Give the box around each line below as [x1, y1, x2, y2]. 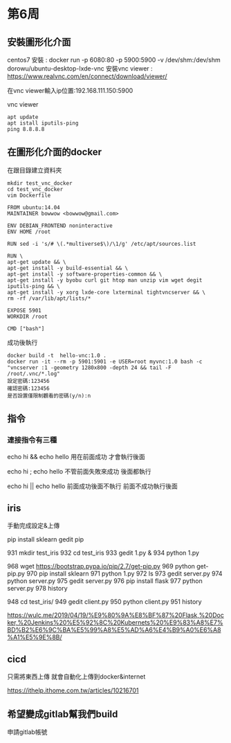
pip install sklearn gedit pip [7, 535, 84, 544]
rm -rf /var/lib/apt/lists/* [7, 295, 91, 302]
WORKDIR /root [7, 313, 48, 320]
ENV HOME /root [7, 228, 51, 235]
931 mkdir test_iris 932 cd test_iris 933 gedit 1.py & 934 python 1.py [7, 548, 199, 557]
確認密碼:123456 [7, 385, 50, 392]
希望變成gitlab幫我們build [7, 708, 118, 720]
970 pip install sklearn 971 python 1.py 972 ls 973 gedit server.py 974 [26, 569, 223, 578]
